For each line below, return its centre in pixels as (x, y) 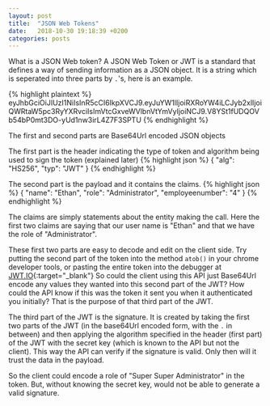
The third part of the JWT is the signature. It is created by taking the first (129, 317)
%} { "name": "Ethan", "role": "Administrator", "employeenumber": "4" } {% (133, 193)
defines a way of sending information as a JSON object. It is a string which (133, 70)
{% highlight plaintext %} (50, 95)
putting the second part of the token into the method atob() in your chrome (134, 259)
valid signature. (34, 393)
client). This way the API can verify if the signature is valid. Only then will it (133, 352)
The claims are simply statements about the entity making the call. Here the (134, 217)
